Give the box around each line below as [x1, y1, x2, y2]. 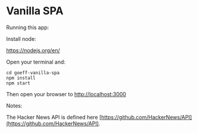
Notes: [6, 102, 23, 109]
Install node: [6, 35, 37, 42]
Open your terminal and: [6, 58, 66, 65]
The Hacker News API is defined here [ [6, 113, 102, 121]
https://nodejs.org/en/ [6, 46, 61, 54]
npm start [6, 80, 31, 86]
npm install [6, 75, 36, 81]
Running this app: [6, 24, 49, 31]
